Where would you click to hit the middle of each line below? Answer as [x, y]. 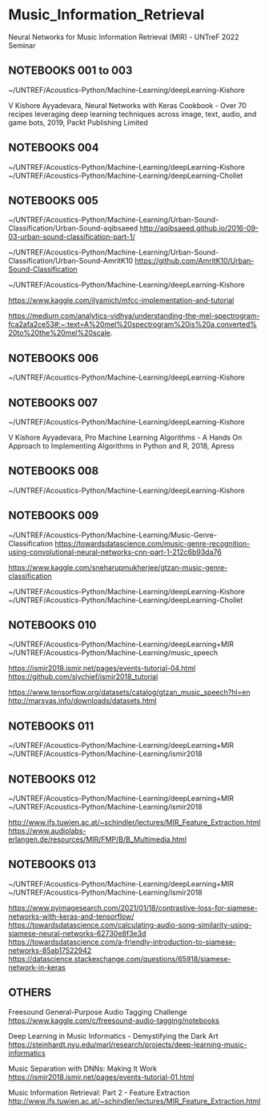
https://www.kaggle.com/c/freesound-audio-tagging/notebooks [114, 1020]
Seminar [22, 45]
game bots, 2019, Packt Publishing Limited [78, 123]
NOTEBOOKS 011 [51, 726]
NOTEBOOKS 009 [54, 515]
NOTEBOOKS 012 [52, 779]
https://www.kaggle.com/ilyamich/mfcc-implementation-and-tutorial [121, 300]
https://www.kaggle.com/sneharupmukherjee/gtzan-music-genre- [118, 567]
